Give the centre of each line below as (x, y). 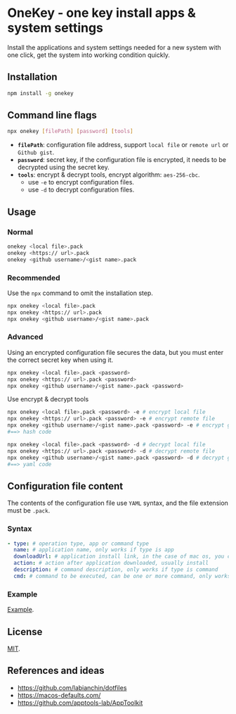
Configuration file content (65, 486)
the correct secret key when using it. (60, 360)
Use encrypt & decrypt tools (48, 399)
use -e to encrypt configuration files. (81, 182)
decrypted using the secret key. (64, 168)
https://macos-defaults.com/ (59, 695)
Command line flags (52, 115)
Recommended (34, 277)
